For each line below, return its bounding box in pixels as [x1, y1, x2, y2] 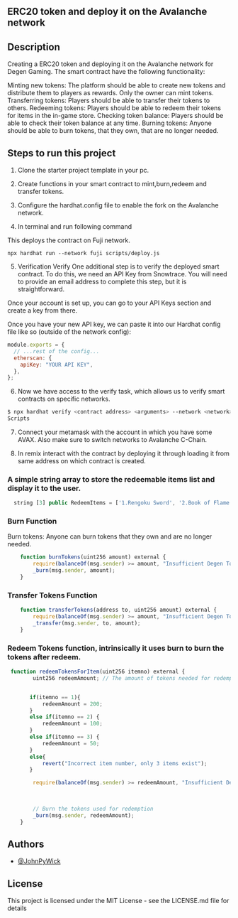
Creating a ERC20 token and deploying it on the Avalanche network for [7, 60, 214, 68]
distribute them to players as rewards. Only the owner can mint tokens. [7, 89, 214, 97]
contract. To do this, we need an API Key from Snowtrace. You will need [17, 270, 228, 279]
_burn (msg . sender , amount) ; [33, 567, 115, 574]
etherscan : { [13, 355, 52, 362]
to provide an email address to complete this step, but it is [17, 277, 187, 286]
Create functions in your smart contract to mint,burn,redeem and [17, 180, 207, 188]
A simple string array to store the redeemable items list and [7, 474, 215, 484]
